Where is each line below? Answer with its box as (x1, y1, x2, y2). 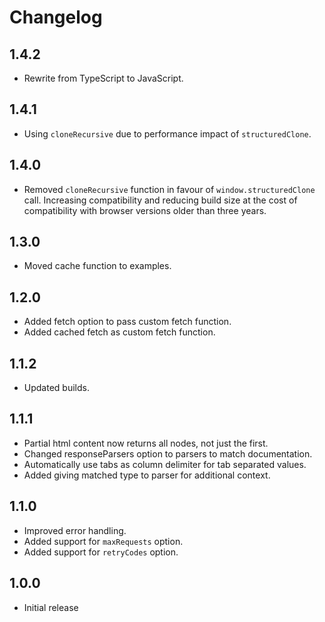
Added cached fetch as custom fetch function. (23, 326, 216, 338)
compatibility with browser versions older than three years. (23, 204, 267, 216)
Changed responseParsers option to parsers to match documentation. (23, 447, 313, 460)
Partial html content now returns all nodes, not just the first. (23, 437, 269, 449)
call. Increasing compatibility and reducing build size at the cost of (23, 194, 298, 206)
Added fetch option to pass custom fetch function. (23, 316, 232, 328)
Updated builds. (23, 382, 90, 394)
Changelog (9, 6, 103, 29)
